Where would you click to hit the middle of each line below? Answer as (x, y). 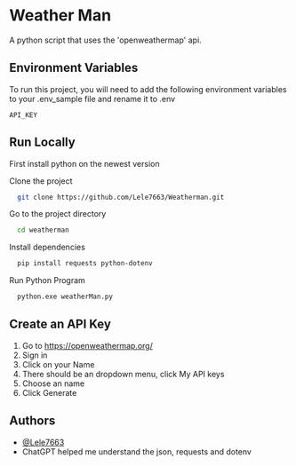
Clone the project (41, 181)
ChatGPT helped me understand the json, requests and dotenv (136, 451)
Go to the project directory (58, 214)
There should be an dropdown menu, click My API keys (123, 374)
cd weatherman (43, 230)
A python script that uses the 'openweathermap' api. (105, 40)
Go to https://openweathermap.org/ (87, 345)
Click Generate (49, 392)
